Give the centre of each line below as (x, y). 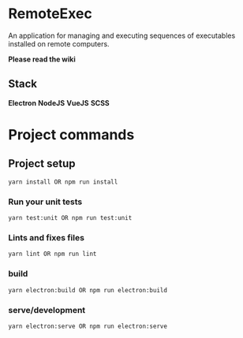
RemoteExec (50, 14)
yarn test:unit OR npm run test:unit (70, 218)
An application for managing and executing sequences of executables (122, 35)
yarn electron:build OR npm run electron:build (88, 290)
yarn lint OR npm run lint (52, 254)
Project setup (42, 163)
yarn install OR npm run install (63, 182)
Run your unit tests (45, 202)
